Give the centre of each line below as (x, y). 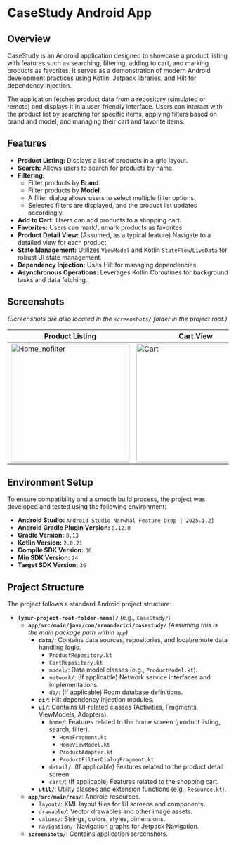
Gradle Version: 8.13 (48, 535)
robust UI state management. (59, 257)
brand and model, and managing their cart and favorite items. (96, 121)
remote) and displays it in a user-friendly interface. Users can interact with (115, 106)
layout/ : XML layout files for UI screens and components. (122, 804)
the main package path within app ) (78, 632)
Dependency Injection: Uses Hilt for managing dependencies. (107, 265)
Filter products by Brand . (64, 182)
